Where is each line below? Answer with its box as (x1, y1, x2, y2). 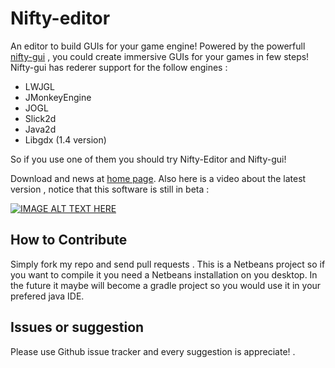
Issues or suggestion (10, 319, 145, 336)
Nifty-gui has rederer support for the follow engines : (10, 61, 228, 73)
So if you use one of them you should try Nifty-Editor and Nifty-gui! (10, 153, 287, 165)
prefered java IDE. (10, 290, 85, 302)
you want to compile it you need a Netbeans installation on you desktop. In (10, 268, 318, 281)
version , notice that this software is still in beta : (10, 183, 210, 195)
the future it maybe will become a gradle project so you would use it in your (10, 279, 322, 291)
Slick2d (24, 112, 57, 124)
